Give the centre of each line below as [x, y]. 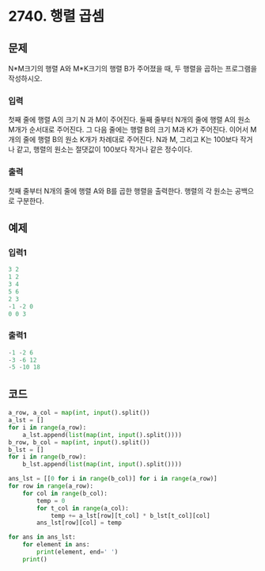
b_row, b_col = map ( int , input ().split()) [79, 442]
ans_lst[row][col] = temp [79, 523]
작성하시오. [25, 79]
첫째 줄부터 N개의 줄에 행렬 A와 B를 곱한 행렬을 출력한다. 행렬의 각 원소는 [121, 190]
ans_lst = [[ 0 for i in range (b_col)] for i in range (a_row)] [113, 479]
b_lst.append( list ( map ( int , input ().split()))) [102, 465]
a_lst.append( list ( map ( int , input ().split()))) [102, 435]
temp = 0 [51, 500]
